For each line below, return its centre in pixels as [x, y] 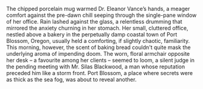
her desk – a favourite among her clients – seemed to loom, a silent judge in [101, 60]
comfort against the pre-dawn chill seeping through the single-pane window [101, 15]
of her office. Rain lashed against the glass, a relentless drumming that [95, 21]
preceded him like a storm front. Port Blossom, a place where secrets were [99, 73]
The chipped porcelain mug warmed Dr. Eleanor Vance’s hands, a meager [98, 9]
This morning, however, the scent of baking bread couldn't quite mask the [98, 47]
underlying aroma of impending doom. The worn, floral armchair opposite [98, 54]
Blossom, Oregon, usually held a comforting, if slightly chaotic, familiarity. [98, 41]
